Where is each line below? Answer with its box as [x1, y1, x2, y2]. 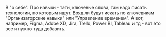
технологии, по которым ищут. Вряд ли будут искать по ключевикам [5, 10, 155, 16]
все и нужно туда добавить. [5, 26, 66, 32]
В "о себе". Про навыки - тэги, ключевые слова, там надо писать [5, 5, 147, 10]
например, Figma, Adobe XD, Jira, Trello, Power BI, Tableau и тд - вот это [5, 20, 161, 26]
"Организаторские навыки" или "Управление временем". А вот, [5, 15, 144, 21]
